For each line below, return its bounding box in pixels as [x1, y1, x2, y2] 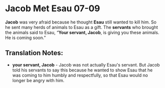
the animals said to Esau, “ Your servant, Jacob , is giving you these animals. [5, 29, 160, 35]
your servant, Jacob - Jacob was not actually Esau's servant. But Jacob [12, 62, 160, 67]
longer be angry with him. [12, 77, 65, 83]
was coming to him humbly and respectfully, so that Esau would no [12, 72, 148, 78]
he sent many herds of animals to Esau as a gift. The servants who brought [5, 24, 159, 30]
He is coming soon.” [5, 35, 46, 41]
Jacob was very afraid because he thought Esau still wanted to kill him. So [5, 19, 157, 25]
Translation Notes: [5, 49, 63, 57]
